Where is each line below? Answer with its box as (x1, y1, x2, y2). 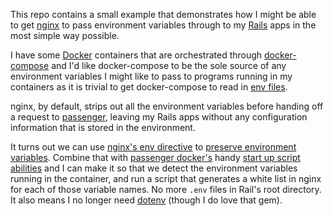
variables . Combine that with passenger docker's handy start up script (10, 152, 301, 163)
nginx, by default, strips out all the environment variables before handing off (10, 100, 324, 112)
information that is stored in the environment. (10, 122, 196, 133)
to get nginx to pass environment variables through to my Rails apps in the (10, 19, 317, 31)
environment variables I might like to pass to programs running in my (10, 70, 293, 82)
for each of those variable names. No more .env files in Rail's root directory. (10, 184, 322, 195)
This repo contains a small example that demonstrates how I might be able (10, 9, 317, 20)
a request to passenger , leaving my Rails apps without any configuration (10, 111, 308, 123)
